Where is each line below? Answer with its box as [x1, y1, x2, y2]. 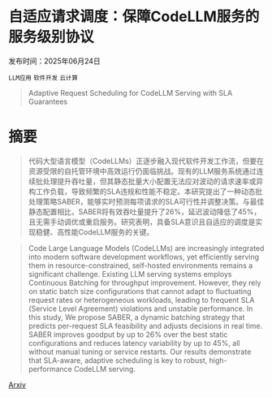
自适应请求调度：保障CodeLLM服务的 [8, 7, 260, 26]
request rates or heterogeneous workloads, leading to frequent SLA [28, 295, 255, 304]
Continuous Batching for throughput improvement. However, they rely [28, 278, 261, 287]
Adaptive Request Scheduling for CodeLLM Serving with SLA [28, 88, 233, 97]
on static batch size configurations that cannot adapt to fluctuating [28, 286, 252, 296]
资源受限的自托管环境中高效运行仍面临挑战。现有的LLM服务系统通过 [28, 166, 257, 175]
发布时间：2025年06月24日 [8, 56, 101, 66]
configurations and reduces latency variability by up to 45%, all [28, 338, 240, 347]
